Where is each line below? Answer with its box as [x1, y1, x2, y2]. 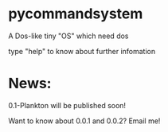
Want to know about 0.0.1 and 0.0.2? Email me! [8, 116, 161, 126]
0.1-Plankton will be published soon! [8, 100, 126, 110]
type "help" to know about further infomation [8, 46, 156, 56]
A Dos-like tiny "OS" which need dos [8, 31, 129, 41]
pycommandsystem [8, 5, 143, 23]
